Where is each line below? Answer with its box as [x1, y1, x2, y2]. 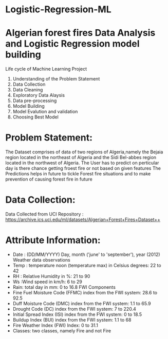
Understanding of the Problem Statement [12, 76, 100, 82]
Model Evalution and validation [12, 109, 78, 115]
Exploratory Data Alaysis [12, 92, 65, 98]
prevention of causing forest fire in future [5, 176, 92, 183]
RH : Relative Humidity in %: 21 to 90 [12, 273, 90, 279]
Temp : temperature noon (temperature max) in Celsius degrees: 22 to [12, 262, 161, 268]
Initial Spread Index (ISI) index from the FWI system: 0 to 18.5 [12, 311, 142, 317]
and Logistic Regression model [5, 38, 140, 50]
